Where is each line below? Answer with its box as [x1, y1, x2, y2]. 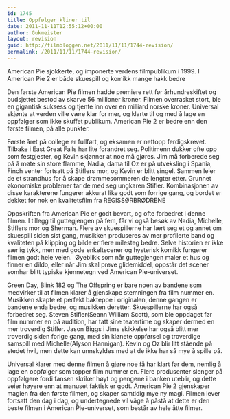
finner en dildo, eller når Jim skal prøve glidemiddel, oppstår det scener [7, 260, 209, 269]
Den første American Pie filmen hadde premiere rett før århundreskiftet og [7, 87, 216, 96]
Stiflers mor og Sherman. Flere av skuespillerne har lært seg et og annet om [7, 224, 222, 232]
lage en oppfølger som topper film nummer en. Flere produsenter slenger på [7, 367, 223, 375]
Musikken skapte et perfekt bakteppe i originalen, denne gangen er [7, 295, 198, 304]
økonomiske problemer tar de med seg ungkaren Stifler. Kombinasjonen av [7, 181, 218, 190]
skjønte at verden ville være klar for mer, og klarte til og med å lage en [7, 109, 205, 117]
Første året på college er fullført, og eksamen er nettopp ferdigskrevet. [7, 137, 207, 146]
